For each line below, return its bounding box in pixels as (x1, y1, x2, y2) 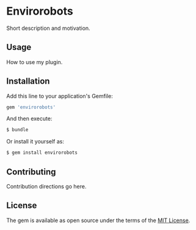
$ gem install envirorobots (6, 149, 78, 156)
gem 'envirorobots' (6, 104, 56, 110)
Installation (6, 76, 50, 87)
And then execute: (6, 115, 53, 123)
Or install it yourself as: (6, 138, 64, 145)
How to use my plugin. (6, 58, 63, 65)
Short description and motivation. (6, 24, 90, 32)
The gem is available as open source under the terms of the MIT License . (6, 217, 191, 224)
